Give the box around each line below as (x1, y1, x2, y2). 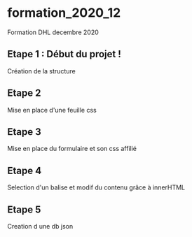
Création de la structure (7, 66, 76, 75)
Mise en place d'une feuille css (7, 106, 97, 114)
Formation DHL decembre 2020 (7, 28, 100, 36)
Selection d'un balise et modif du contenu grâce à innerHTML (7, 183, 186, 192)
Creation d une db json (7, 222, 74, 230)
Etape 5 (7, 203, 41, 215)
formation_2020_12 (7, 5, 121, 21)
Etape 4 (7, 164, 42, 176)
